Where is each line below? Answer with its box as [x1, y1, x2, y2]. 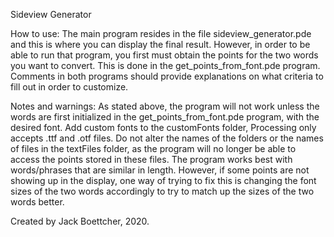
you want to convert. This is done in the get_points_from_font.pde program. [10, 60, 321, 71]
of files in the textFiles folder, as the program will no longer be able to [10, 143, 297, 154]
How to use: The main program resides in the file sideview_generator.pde [10, 28, 312, 39]
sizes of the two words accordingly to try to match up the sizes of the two [10, 185, 315, 197]
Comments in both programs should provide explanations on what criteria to [10, 70, 324, 82]
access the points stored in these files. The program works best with [10, 154, 293, 165]
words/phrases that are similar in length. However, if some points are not [10, 164, 310, 176]
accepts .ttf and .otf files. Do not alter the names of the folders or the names [10, 132, 324, 144]
